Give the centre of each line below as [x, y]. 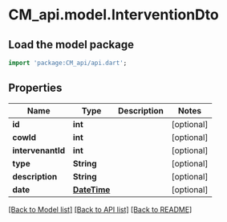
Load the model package [71, 45]
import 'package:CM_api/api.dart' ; [68, 63]
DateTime [91, 189]
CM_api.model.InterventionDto [113, 15]
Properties [35, 88]
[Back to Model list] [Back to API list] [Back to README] [100, 209]
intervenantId [39, 150]
